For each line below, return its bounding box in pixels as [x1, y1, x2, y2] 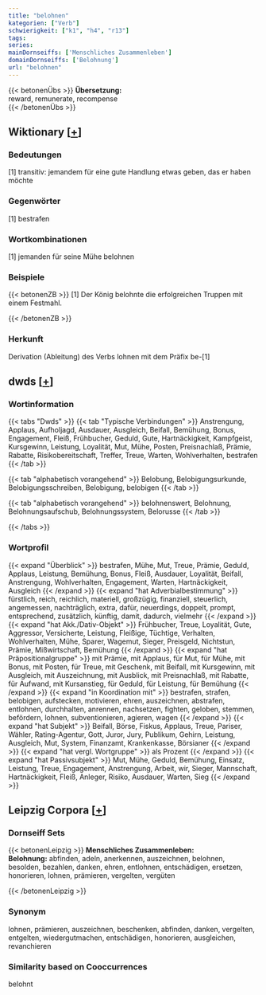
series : [8, 41, 34, 49]
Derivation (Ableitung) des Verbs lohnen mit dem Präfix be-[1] [8, 351, 210, 361]
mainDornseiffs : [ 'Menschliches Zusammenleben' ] [8, 49, 172, 57]
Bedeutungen [8, 149, 62, 160]
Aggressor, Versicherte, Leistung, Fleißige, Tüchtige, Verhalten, [8, 628, 216, 637]
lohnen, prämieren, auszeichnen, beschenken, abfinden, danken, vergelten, [8, 924, 256, 934]
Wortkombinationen [8, 233, 87, 245]
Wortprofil [8, 543, 49, 554]
